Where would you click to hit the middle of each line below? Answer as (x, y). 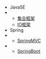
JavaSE (18, 7)
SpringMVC (29, 41)
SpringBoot (29, 51)
